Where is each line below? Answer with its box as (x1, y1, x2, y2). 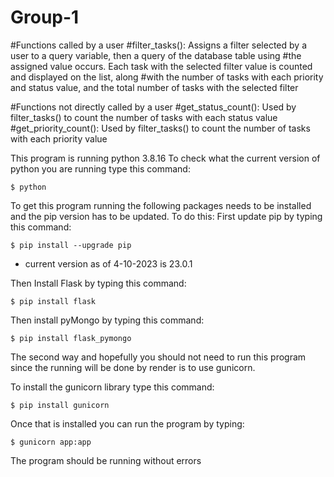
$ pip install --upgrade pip (10, 240, 132, 250)
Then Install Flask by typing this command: (10, 277, 187, 289)
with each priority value (10, 132, 108, 145)
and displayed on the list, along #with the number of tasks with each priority (10, 71, 324, 83)
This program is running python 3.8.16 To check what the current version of (10, 152, 321, 164)
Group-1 (10, 6, 80, 29)
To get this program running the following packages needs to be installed (10, 199, 312, 211)
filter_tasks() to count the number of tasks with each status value (10, 111, 278, 123)
